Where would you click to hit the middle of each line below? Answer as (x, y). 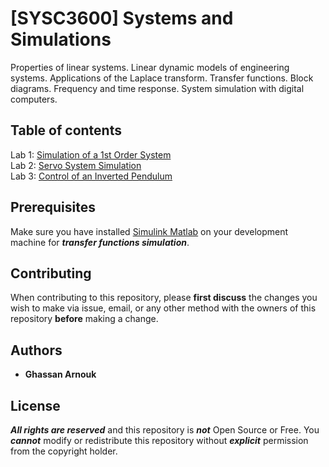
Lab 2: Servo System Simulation (76, 165)
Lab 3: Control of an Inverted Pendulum (91, 176)
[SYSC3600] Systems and (122, 18)
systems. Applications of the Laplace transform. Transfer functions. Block (162, 78)
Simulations (61, 39)
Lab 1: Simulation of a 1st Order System (91, 154)
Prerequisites (53, 207)
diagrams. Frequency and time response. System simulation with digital (157, 88)
